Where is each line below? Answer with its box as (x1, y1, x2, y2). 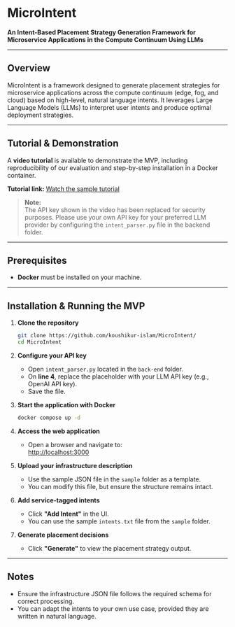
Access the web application (17, 427, 100, 435)
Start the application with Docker (17, 400, 116, 409)
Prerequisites (7, 254, 67, 267)
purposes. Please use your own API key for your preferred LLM (24, 213, 206, 221)
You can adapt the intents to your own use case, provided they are (17, 604, 209, 613)
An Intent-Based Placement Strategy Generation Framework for (7, 28, 196, 36)
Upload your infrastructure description (17, 461, 133, 470)
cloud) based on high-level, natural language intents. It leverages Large (7, 96, 213, 104)
